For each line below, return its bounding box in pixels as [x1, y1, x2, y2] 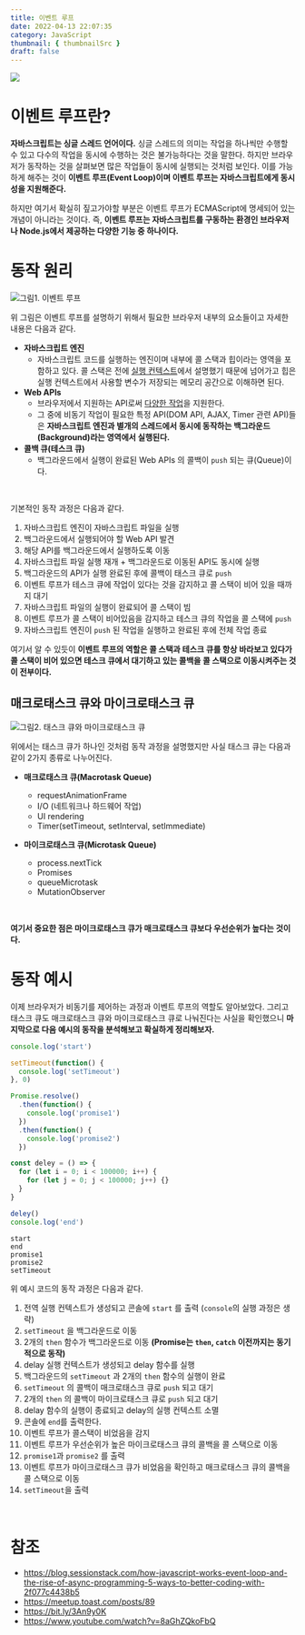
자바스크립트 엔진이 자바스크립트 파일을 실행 [23, 522, 180, 533]
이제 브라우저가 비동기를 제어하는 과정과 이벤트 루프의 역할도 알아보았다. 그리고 [10, 1001, 290, 1012]
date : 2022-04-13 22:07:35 [10, 22, 113, 31]
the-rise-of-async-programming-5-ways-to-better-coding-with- [23, 1577, 266, 1588]
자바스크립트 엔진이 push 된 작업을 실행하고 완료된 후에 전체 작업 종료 [23, 625, 268, 635]
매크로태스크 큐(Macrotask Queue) [23, 771, 152, 782]
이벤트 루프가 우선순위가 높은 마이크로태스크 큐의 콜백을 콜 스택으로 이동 [23, 1439, 279, 1449]
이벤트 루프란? [10, 106, 112, 127]
